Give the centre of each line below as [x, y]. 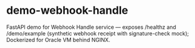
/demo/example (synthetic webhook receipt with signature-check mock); [98, 33]
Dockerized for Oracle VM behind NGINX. [58, 40]
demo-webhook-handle [67, 10]
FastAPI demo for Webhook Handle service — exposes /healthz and [91, 27]
